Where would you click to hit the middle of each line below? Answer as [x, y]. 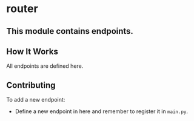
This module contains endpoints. [70, 31]
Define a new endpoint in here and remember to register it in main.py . [102, 111]
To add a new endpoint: [36, 100]
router [22, 9]
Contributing [31, 85]
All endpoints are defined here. [45, 66]
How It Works [32, 51]
